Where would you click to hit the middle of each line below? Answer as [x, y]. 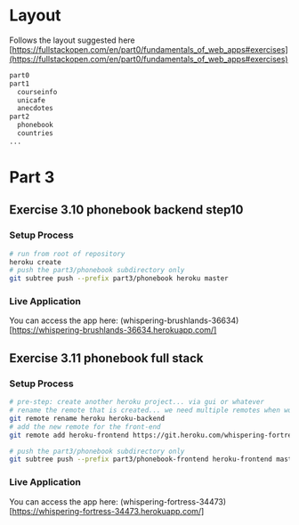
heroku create [36, 262]
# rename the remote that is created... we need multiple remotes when [145, 410]
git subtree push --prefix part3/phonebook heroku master [119, 279]
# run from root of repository [67, 254]
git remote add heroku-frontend [69, 435]
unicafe [32, 100]
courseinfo [37, 92]
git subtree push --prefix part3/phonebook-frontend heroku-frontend [141, 459]
